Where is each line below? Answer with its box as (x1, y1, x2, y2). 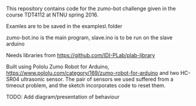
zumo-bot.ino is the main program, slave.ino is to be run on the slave (6, 34, 172, 41)
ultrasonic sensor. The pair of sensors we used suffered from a (20, 76, 174, 82)
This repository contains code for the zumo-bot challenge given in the (6, 5, 176, 12)
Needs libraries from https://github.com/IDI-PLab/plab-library (6, 52, 155, 58)
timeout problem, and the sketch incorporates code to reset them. (6, 82, 166, 89)
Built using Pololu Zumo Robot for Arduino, (6, 63, 109, 70)
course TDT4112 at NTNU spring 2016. (6, 11, 99, 18)
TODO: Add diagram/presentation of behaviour (6, 94, 119, 100)
